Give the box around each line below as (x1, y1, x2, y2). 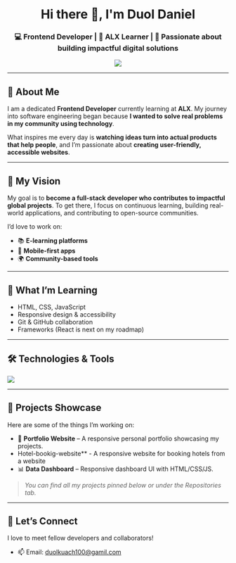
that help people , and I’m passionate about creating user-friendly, (7, 141, 202, 149)
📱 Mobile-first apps (17, 246, 76, 255)
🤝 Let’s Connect (7, 515, 78, 527)
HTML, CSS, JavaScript (17, 303, 86, 311)
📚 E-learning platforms (17, 236, 88, 245)
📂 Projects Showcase (7, 402, 102, 414)
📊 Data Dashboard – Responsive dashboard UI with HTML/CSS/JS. (17, 464, 214, 473)
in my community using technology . (7, 120, 114, 128)
